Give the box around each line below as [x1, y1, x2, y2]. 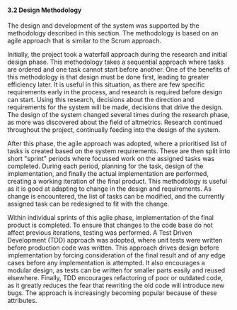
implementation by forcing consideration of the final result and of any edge [7, 251, 226, 260]
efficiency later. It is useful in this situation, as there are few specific [7, 80, 205, 89]
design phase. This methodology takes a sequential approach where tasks [7, 57, 224, 67]
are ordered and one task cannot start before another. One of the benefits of [7, 65, 230, 74]
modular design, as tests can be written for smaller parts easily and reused [7, 266, 226, 275]
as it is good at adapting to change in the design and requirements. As [7, 184, 212, 193]
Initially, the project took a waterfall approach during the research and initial [7, 50, 228, 59]
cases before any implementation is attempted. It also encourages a [7, 259, 205, 267]
